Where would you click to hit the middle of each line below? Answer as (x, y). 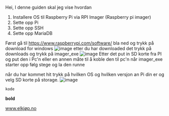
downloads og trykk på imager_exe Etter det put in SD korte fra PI (83, 54)
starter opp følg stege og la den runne (45, 65)
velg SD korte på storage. (32, 80)
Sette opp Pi (25, 23)
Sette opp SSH (28, 28)
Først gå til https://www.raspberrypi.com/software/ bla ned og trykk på (80, 43)
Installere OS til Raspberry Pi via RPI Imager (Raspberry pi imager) (82, 17)
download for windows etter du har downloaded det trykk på (78, 48)
